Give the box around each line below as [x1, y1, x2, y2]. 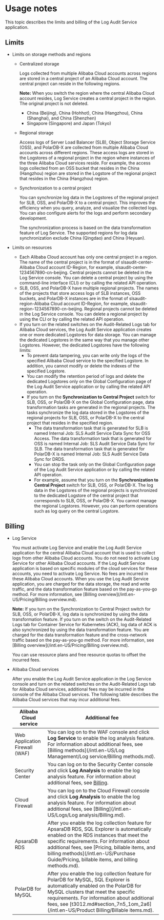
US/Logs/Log [47, 811, 78, 818]
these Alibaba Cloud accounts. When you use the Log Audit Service [12, 575, 149, 581]
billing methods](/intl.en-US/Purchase [47, 850, 136, 857]
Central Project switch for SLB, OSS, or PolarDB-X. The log [34, 482, 154, 488]
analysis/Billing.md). [79, 811, 125, 818]
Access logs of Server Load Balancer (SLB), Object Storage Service [19, 139, 156, 145]
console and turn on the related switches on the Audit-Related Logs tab [12, 681, 156, 687]
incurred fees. [12, 657, 41, 663]
